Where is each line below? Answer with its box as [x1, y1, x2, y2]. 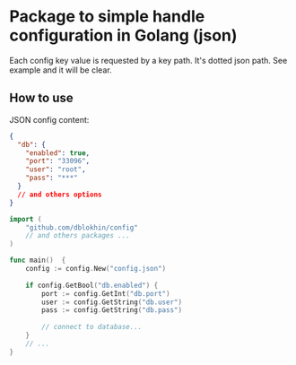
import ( [9, 214, 42, 223]
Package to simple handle [9, 6, 205, 27]
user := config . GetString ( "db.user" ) [41, 298, 182, 307]
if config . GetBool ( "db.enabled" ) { [25, 281, 159, 290]
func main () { [9, 256, 66, 265]
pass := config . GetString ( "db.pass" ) [41, 306, 182, 315]
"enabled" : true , [25, 148, 91, 158]
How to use [9, 91, 74, 106]
